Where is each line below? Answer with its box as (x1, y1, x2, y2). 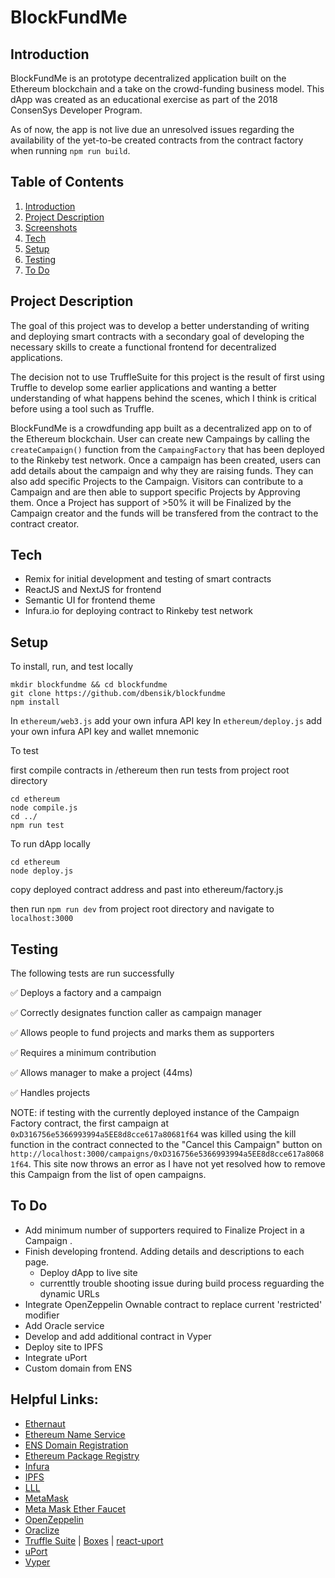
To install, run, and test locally (10, 661, 134, 673)
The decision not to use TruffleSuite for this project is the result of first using (10, 371, 325, 383)
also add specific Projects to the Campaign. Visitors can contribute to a (10, 475, 304, 487)
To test (10, 745, 39, 757)
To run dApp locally (10, 838, 91, 850)
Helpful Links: (10, 1391, 99, 1408)
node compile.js (10, 803, 78, 813)
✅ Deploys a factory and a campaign (10, 987, 162, 999)
